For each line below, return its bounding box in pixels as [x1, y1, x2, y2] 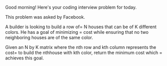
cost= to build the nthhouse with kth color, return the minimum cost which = [5, 50, 162, 55]
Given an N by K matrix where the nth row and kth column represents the [5, 44, 156, 50]
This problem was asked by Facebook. [5, 14, 86, 20]
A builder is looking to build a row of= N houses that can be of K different [5, 24, 157, 30]
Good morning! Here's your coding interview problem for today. [5, 5, 137, 10]
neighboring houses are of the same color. [5, 35, 93, 40]
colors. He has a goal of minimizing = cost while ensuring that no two [5, 29, 149, 35]
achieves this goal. [5, 55, 44, 61]
